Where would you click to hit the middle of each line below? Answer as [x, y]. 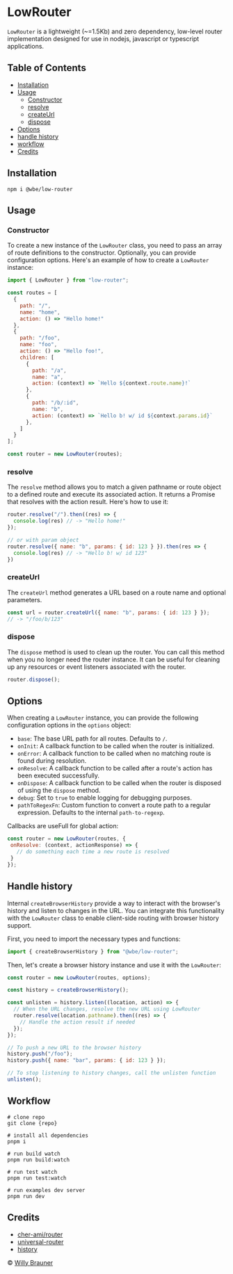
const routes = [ [32, 293]
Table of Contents [47, 68]
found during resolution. [52, 761]
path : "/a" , [50, 370]
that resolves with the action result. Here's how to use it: [88, 502]
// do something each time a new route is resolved [93, 852]
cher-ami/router [40, 1234]
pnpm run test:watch [37, 1178]
